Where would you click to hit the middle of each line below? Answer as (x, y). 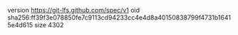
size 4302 (49, 25)
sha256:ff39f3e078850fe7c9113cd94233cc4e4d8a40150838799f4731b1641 (119, 17)
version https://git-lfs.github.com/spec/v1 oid (74, 10)
